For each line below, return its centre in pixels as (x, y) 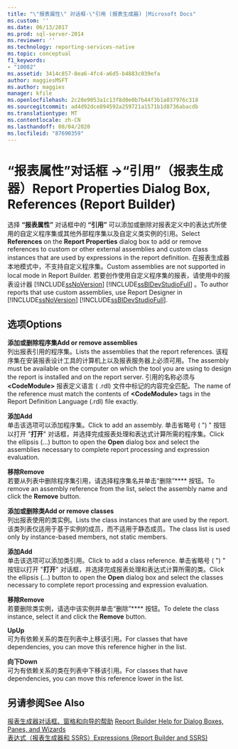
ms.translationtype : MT (43, 113)
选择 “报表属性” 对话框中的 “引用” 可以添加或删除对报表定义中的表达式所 (114, 224)
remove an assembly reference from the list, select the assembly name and (118, 489)
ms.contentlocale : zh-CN (44, 120)
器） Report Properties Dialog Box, (109, 188)
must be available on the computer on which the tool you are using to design (119, 368)
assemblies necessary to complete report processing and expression (108, 450)
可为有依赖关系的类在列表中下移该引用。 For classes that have (98, 671)
